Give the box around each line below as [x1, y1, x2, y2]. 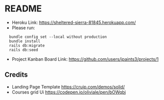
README [4, 3, 42, 14]
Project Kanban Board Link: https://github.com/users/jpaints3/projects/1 [11, 56, 159, 62]
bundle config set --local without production [9, 34, 107, 39]
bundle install [9, 38, 41, 44]
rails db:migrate [9, 43, 45, 48]
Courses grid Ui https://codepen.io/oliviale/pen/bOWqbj [11, 89, 126, 95]
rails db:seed [9, 47, 38, 52]
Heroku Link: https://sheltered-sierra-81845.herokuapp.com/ [11, 19, 136, 25]
